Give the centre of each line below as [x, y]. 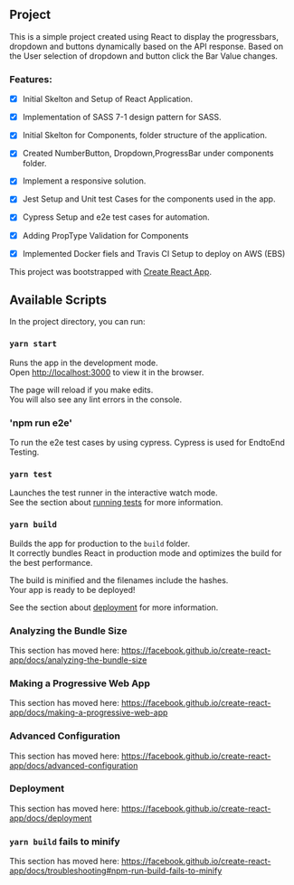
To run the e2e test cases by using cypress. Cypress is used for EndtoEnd [147, 443]
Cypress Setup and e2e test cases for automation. [116, 217]
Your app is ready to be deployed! [72, 589]
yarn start [33, 344]
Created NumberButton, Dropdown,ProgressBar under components [148, 154]
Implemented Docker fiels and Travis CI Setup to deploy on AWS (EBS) [154, 253]
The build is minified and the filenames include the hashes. [119, 580]
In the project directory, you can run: [77, 322]
